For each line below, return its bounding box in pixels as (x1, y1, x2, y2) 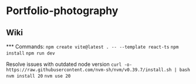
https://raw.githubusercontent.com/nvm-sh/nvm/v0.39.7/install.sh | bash (6, 67, 191, 73)
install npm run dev (6, 51, 55, 56)
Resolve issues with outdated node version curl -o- (6, 61, 133, 68)
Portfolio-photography (6, 4, 119, 18)
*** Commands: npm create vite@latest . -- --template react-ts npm (6, 43, 179, 50)
